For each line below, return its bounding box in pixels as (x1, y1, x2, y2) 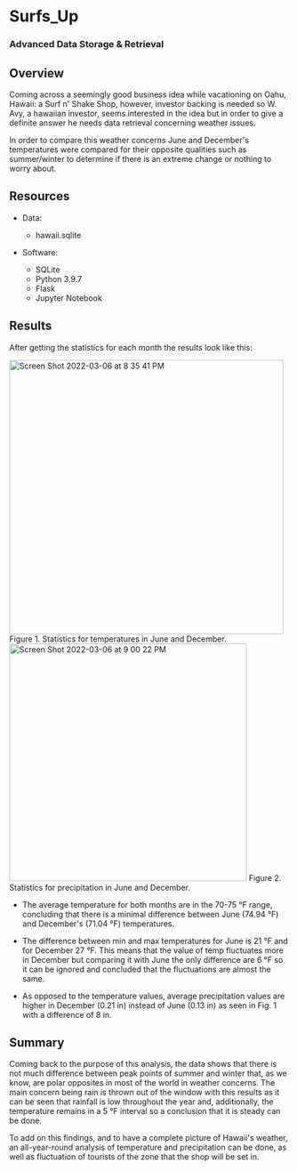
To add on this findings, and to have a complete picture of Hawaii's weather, (9, 1133, 288, 1143)
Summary (9, 1035, 65, 1050)
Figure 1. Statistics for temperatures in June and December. (9, 634, 227, 644)
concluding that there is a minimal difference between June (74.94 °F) (21, 909, 279, 919)
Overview (9, 65, 65, 81)
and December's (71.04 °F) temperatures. (21, 918, 175, 929)
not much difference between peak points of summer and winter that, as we (9, 1068, 287, 1078)
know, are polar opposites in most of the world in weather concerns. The (9, 1078, 276, 1088)
